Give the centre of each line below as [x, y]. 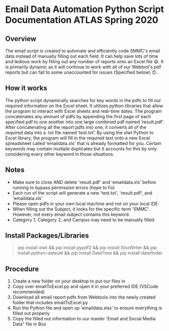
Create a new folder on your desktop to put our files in [69, 281]
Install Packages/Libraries [47, 236]
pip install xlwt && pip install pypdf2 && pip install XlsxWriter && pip [87, 248]
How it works [26, 88]
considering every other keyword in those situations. [60, 154]
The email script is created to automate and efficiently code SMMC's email [83, 51]
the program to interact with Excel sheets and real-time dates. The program [84, 111]
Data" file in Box [29, 324]
